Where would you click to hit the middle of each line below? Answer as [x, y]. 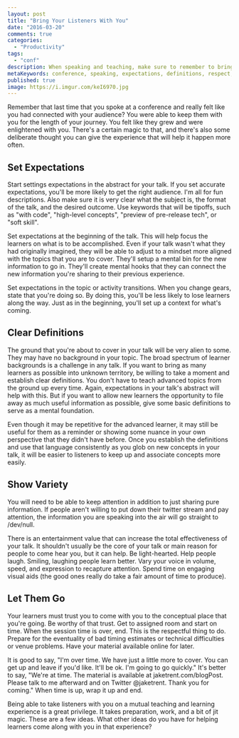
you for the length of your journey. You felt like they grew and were [105, 123]
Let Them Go [36, 599]
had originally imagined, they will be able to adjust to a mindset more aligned [119, 251]
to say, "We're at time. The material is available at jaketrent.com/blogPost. [116, 675]
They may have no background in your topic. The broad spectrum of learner [119, 358]
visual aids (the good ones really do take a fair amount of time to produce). [117, 576]
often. [16, 145]
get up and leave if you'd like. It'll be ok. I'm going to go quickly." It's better [117, 667]
